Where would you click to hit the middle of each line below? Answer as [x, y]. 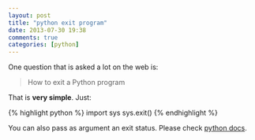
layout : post [30, 15]
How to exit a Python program [76, 83]
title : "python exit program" [58, 23]
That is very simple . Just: [50, 98]
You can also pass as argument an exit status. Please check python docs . [127, 128]
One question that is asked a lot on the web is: [83, 67]
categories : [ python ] [44, 45]
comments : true [33, 37]
